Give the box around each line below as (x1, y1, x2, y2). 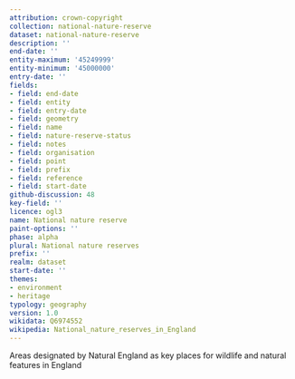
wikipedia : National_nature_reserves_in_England (9, 326, 196, 335)
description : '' (9, 38, 71, 48)
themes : (9, 275, 39, 284)
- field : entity (9, 97, 71, 107)
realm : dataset (9, 258, 67, 267)
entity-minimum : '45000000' (9, 64, 116, 73)
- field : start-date (9, 182, 88, 191)
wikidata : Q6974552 (9, 316, 83, 326)
